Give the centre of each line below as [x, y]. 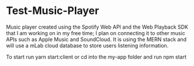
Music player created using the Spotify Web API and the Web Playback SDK [97, 27]
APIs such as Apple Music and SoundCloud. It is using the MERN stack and [96, 39]
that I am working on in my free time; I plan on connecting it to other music [96, 33]
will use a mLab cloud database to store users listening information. [87, 46]
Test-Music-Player [53, 11]
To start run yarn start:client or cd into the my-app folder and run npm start [96, 57]
